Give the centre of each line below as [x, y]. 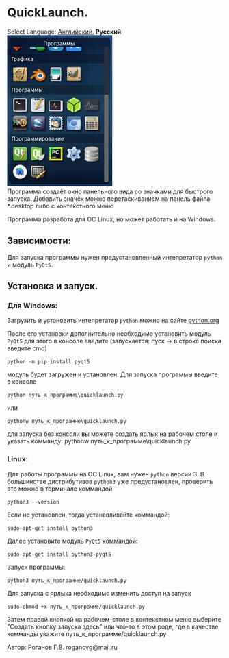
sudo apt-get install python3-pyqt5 [59, 554]
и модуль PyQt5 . [30, 265]
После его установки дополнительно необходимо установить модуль [109, 334]
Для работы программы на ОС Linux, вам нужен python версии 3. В [106, 474]
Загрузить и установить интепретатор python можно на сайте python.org [113, 321]
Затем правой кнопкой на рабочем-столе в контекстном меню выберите [114, 619]
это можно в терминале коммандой [60, 489]
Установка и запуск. [53, 286]
